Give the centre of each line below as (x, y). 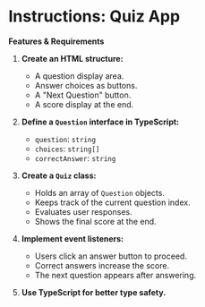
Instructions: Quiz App (94, 17)
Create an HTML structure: (72, 58)
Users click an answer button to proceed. (111, 256)
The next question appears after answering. (115, 275)
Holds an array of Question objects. (99, 192)
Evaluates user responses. (83, 211)
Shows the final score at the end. (96, 221)
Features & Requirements (56, 41)
